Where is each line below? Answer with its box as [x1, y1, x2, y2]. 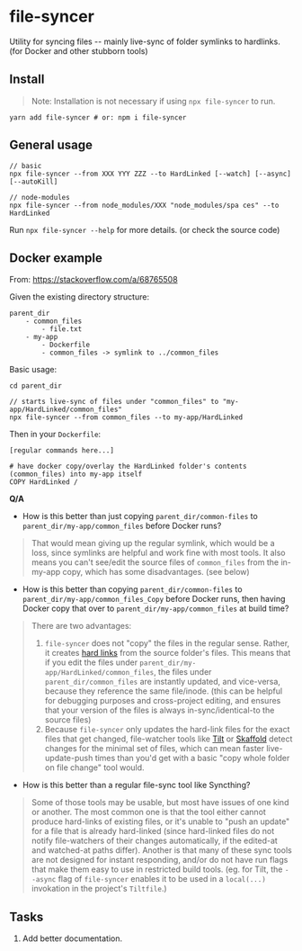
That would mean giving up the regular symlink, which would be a [31, 538, 276, 549]
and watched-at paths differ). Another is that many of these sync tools [31, 845, 292, 856]
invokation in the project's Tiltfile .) [31, 884, 168, 894]
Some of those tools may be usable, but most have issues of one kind [31, 797, 289, 808]
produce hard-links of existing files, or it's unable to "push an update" [31, 816, 290, 827]
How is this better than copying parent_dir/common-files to [22, 584, 243, 595]
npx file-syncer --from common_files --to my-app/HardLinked [9, 413, 244, 422]
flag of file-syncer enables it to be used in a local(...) [58, 874, 267, 884]
